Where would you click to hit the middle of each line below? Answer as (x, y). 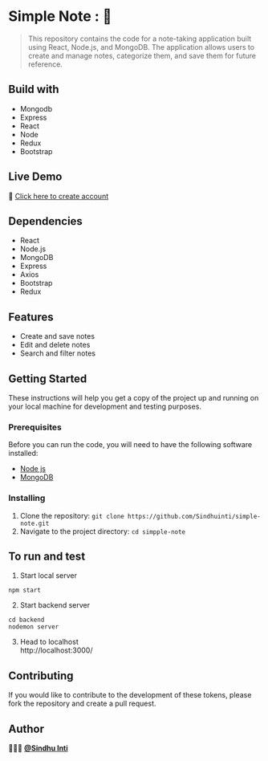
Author (26, 728)
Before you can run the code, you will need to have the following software (130, 445)
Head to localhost (49, 642)
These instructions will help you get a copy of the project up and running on (134, 398)
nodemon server (34, 627)
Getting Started (48, 378)
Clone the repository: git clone (72, 515)
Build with (34, 90)
